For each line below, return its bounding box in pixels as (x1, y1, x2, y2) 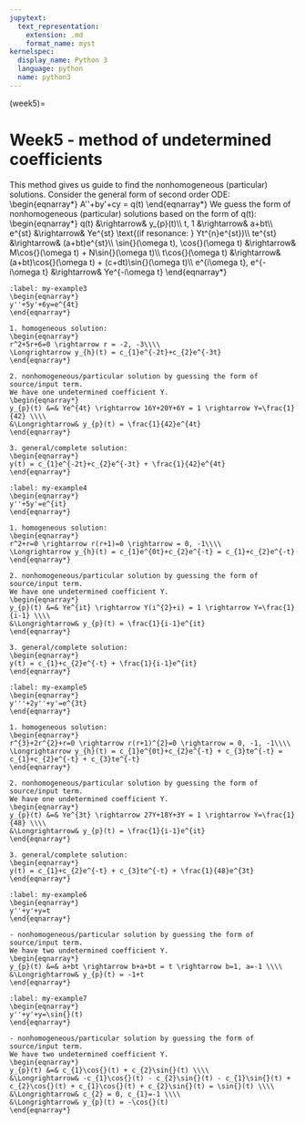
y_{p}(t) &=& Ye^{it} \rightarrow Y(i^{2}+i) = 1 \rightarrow (9, 603, 250, 612)
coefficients (9, 149, 103, 170)
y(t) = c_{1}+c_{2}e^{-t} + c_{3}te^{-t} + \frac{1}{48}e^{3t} (9, 866, 255, 875)
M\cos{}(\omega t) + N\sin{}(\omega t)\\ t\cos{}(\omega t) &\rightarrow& (9, 247, 281, 258)
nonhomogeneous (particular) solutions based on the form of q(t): (9, 208, 257, 219)
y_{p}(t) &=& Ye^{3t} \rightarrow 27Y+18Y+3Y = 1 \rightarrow (9, 810, 250, 820)
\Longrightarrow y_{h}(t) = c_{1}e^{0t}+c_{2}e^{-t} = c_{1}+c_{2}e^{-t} (9, 547, 296, 556)
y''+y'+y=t (9, 906, 51, 915)
